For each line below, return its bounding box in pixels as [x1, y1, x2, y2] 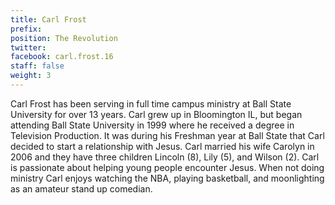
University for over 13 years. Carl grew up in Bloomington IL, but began [10, 108, 303, 120]
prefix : [10, 24, 43, 34]
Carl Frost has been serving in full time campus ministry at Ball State [10, 97, 292, 110]
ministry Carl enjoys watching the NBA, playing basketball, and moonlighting [10, 172, 325, 184]
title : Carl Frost [10, 14, 87, 25]
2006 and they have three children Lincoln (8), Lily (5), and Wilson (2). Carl [10, 151, 320, 163]
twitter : [10, 42, 47, 53]
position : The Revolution [10, 33, 118, 43]
